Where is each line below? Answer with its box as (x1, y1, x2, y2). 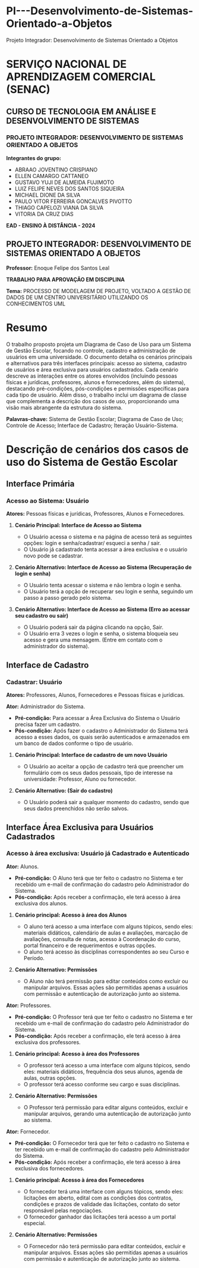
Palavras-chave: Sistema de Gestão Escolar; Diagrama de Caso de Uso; (6, 415, 184, 422)
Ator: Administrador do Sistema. (6, 703, 86, 710)
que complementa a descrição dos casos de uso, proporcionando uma (6, 397, 179, 404)
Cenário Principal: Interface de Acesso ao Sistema (14, 522, 142, 529)
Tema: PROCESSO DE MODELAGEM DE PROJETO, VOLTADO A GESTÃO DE (6, 287, 191, 294)
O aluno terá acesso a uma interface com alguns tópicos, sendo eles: (23, 923, 193, 930)
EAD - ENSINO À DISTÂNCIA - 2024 (6, 222, 96, 229)
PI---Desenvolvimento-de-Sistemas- (6, 4, 194, 18)
